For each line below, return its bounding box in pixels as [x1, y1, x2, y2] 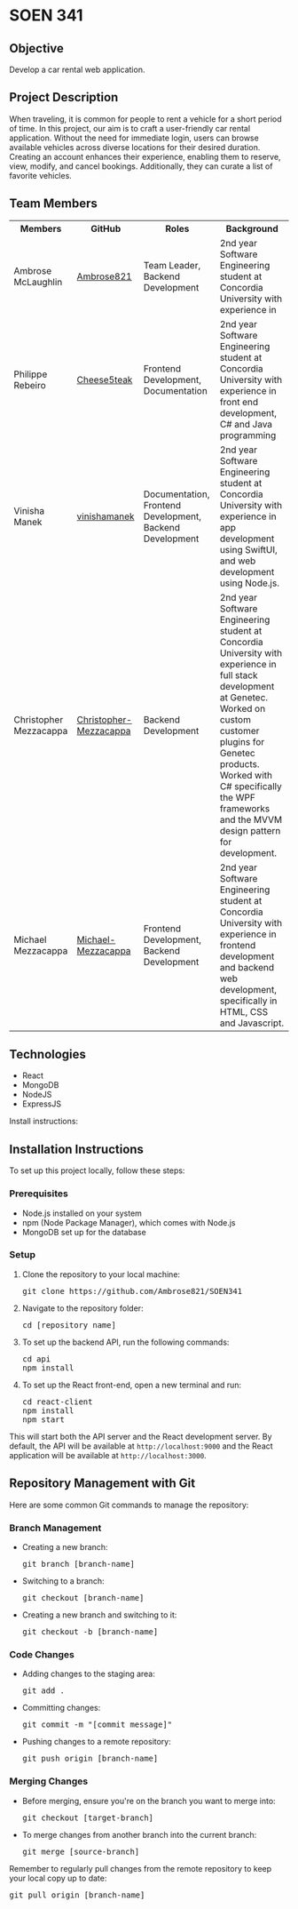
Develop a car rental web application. [9, 64, 145, 75]
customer [219, 724, 260, 737]
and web [219, 555, 256, 567]
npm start [21, 1414, 65, 1425]
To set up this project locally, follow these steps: [9, 1165, 185, 1176]
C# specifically [219, 779, 282, 792]
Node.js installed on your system [21, 1208, 142, 1218]
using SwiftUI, [219, 543, 278, 555]
